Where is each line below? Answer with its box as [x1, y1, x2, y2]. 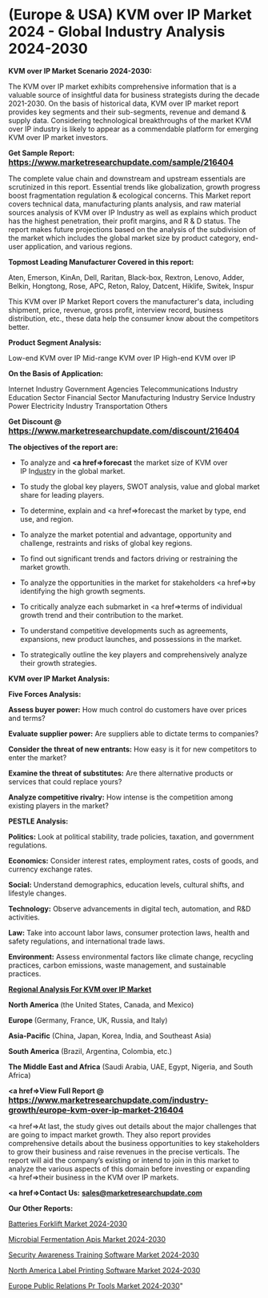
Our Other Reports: [8, 1203, 74, 1213]
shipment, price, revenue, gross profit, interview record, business [8, 305, 224, 314]
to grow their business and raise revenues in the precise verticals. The [8, 1147, 240, 1156]
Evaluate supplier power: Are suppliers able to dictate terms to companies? [8, 728, 258, 738]
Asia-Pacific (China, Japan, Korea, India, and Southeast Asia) [8, 1031, 212, 1040]
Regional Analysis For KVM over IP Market [8, 984, 152, 994]
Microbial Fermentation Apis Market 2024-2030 [8, 1234, 166, 1244]
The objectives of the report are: [8, 442, 118, 451]
